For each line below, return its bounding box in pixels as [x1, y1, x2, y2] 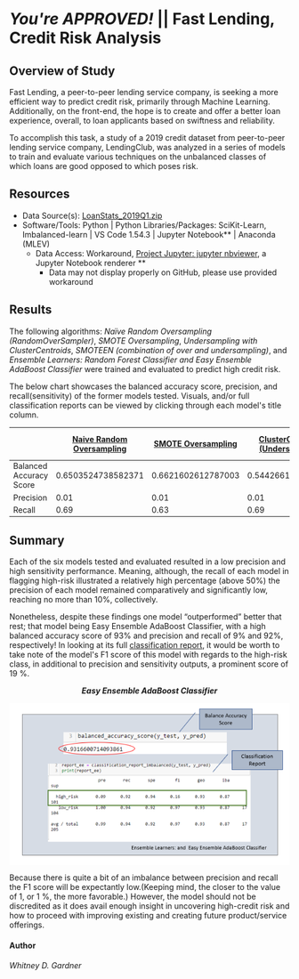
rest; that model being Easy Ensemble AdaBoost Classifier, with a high [9, 621, 266, 632]
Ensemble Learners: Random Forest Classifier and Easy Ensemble [9, 354, 252, 365]
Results [9, 303, 53, 318]
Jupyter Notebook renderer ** [35, 257, 147, 268]
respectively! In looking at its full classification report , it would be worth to [9, 640, 280, 651]
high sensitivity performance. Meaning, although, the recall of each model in [9, 566, 289, 577]
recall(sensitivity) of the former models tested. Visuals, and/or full [9, 390, 250, 400]
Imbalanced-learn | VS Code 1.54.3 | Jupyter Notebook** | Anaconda [21, 229, 276, 239]
